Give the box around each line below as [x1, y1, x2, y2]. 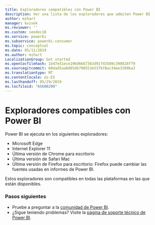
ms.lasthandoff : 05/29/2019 [5, 79, 62, 84]
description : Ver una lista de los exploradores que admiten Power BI [5, 12, 151, 17]
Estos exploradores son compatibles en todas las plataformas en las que [5, 176, 150, 182]
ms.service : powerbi [5, 35, 47, 39]
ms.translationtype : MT [5, 70, 53, 75]
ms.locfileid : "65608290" [5, 84, 57, 89]
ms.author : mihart [5, 52, 42, 57]
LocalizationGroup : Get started [5, 57, 70, 62]
